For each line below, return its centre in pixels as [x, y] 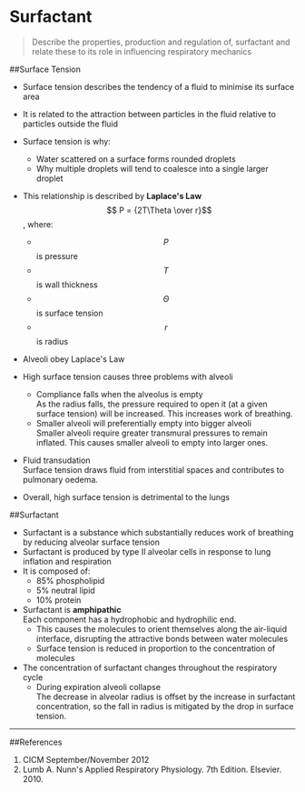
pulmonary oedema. [60, 479]
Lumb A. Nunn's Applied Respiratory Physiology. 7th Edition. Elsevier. [152, 769]
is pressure [57, 256]
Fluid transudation [56, 460]
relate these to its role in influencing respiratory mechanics [142, 51]
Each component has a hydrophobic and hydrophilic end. [129, 619]
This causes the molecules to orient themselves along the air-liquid [162, 628]
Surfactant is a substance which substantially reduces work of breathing [158, 532]
